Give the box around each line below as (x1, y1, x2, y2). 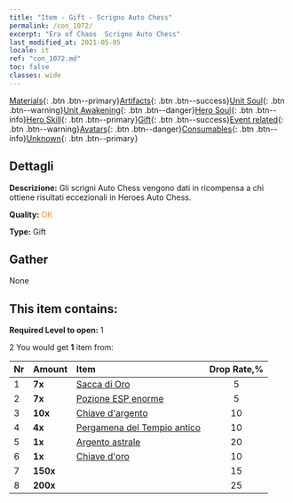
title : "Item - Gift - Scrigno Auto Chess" (9, 12, 173, 22)
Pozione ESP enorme (75, 393, 164, 405)
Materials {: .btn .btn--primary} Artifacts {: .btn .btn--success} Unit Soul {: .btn (9, 95, 286, 106)
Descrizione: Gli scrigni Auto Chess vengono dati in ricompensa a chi (9, 182, 265, 193)
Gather (9, 251, 49, 267)
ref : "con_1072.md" (9, 54, 82, 63)
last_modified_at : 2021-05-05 (9, 37, 122, 47)
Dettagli (9, 159, 54, 174)
